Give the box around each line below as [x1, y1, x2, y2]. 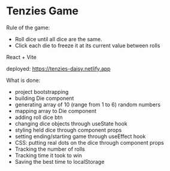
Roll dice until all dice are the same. [14, 35, 102, 42]
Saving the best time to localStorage [14, 158, 105, 165]
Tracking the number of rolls [14, 145, 85, 152]
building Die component [14, 94, 74, 102]
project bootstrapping [14, 88, 69, 95]
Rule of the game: [6, 24, 50, 31]
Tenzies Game [6, 4, 79, 18]
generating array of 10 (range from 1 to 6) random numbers [14, 100, 160, 108]
